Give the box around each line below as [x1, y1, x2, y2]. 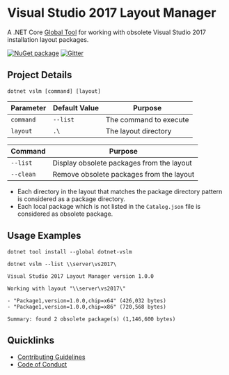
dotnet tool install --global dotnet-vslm [7, 248, 132, 256]
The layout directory [105, 126, 172, 135]
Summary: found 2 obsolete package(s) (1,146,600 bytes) [7, 316, 176, 323]
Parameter [10, 103, 47, 112]
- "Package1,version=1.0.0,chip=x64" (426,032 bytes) [7, 297, 167, 304]
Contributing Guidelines [17, 353, 86, 361]
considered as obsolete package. [17, 209, 113, 218]
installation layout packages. [7, 35, 89, 43]
